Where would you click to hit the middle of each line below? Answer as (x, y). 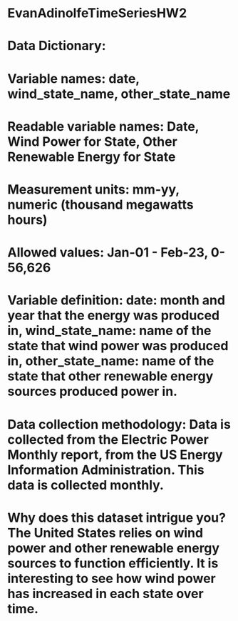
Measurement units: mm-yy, (93, 189)
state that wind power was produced (118, 346)
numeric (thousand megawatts (100, 204)
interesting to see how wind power (112, 578)
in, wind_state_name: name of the (109, 331)
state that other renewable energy (110, 376)
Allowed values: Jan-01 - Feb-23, (108, 253)
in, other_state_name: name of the (111, 361)
